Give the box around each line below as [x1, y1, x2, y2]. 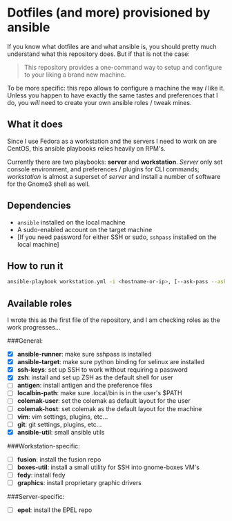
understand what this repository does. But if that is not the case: [7, 50, 190, 58]
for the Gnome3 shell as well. [7, 180, 90, 188]
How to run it [7, 260, 64, 272]
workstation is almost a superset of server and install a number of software [7, 172, 221, 180]
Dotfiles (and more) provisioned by [7, 5, 211, 21]
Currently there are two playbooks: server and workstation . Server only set [7, 158, 223, 166]
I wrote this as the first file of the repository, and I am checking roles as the [7, 316, 220, 324]
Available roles [7, 297, 72, 309]
